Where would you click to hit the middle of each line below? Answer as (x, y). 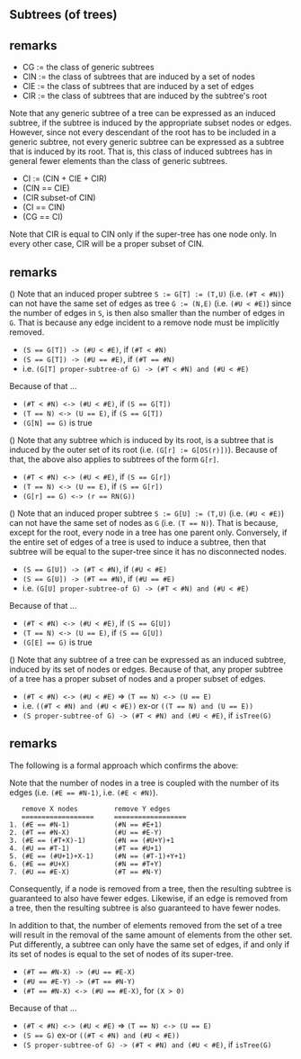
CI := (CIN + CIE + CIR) (65, 178)
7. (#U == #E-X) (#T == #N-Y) (86, 872)
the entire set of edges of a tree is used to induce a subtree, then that (138, 542)
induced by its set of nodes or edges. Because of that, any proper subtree (146, 669)
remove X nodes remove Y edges (96, 809)
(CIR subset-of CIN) (59, 198)
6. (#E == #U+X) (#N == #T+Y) (86, 864)
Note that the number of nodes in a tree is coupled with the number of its (145, 783)
